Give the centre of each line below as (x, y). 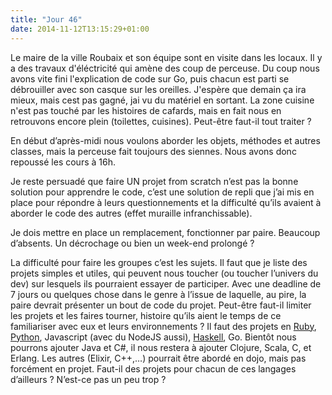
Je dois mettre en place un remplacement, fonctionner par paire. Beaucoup (165, 232)
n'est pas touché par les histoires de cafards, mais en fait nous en (146, 110)
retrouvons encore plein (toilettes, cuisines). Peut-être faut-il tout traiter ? (161, 121)
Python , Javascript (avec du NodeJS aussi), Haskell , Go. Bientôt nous (153, 337)
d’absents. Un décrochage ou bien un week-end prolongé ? (132, 243)
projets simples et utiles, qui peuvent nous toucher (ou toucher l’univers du (164, 273)
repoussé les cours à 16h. (63, 162)
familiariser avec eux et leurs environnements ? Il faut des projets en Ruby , (163, 326)
